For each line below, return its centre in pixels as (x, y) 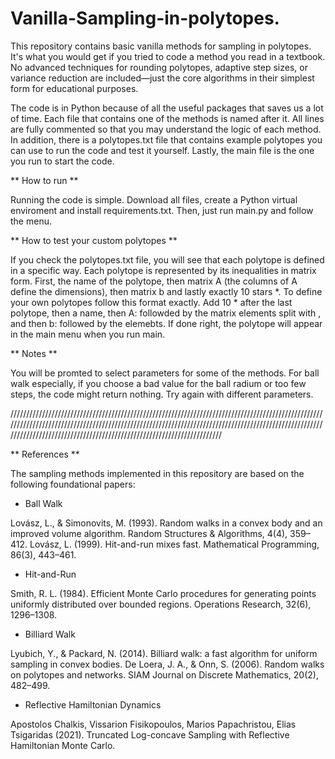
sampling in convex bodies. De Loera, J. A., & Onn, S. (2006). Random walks (167, 664)
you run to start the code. (62, 161)
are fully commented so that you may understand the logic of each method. (166, 129)
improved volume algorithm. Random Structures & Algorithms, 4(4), (149, 533)
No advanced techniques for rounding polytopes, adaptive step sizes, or (159, 67)
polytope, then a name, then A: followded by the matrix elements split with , (166, 313)
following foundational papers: (73, 484)
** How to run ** (44, 180)
